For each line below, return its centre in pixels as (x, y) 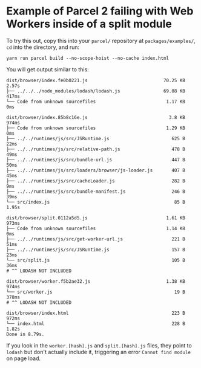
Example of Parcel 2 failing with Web (100, 11)
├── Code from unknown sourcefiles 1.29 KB (96, 128)
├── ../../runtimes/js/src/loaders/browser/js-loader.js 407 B (96, 170)
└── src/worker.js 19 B (96, 292)
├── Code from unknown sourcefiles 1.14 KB (96, 228)
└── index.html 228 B (96, 324)
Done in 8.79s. (25, 334)
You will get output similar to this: (48, 69)
